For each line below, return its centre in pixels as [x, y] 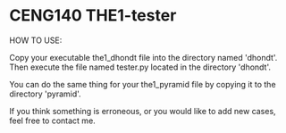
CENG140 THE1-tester [93, 16]
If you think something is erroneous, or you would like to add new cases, [143, 111]
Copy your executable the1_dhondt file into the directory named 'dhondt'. [143, 57]
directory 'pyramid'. [46, 94]
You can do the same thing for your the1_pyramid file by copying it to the [143, 84]
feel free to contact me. [52, 121]
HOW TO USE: [36, 40]
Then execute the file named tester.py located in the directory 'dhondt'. [140, 67]
